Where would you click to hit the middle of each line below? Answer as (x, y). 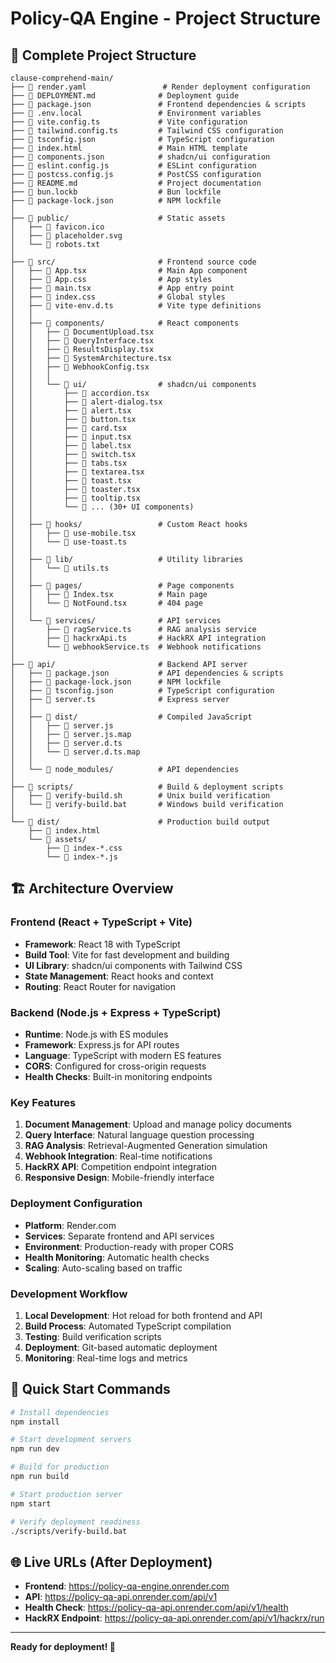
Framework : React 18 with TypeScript (102, 944)
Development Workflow (69, 1294)
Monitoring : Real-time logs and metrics (106, 1358)
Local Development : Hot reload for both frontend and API (143, 1315)
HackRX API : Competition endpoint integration (120, 1167)
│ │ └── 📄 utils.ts (60, 568)
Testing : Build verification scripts (93, 1336)
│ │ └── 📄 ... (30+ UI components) (102, 507)
